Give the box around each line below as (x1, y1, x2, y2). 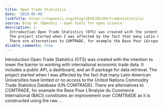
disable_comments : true (5, 43, 53, 48)
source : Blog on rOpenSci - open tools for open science (5, 20, 123, 26)
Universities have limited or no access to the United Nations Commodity (5, 77, 149, 83)
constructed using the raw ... (5, 97, 63, 103)
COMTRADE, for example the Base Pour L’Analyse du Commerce (5, 87, 134, 93)
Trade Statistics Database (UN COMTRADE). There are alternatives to (5, 82, 144, 88)
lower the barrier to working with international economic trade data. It (5, 62, 144, 67)
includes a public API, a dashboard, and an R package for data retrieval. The (5, 66, 157, 73)
